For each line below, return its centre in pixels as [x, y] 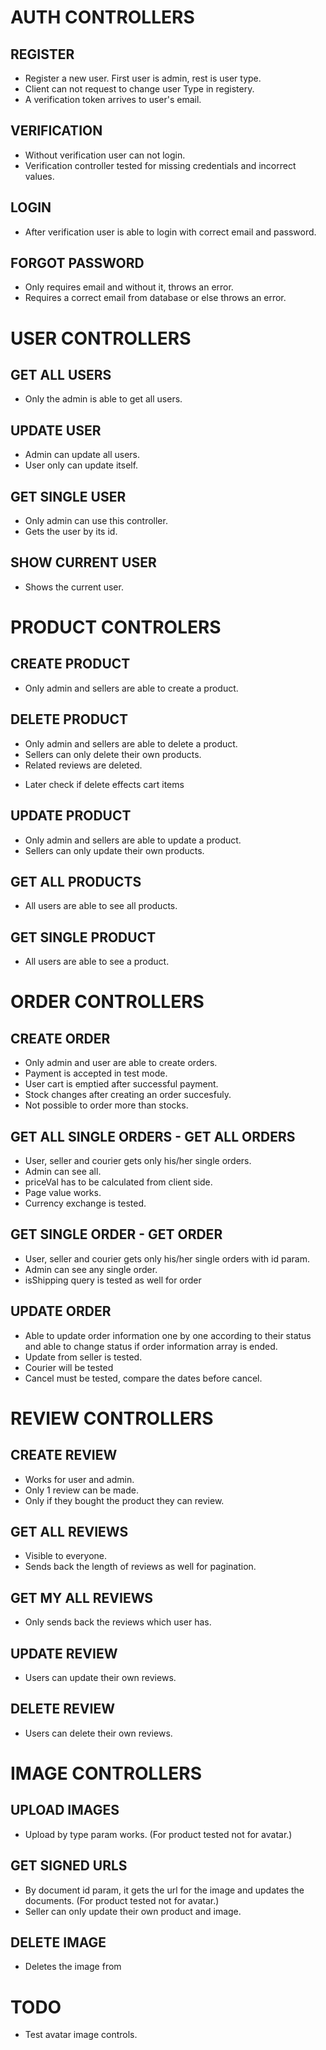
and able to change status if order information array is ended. [151, 1346]
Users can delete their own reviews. [98, 1733]
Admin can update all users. [82, 455]
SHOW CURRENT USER [83, 562]
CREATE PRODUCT [70, 664]
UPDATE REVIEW [64, 1653]
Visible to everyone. [66, 1556]
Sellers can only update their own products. [114, 850]
